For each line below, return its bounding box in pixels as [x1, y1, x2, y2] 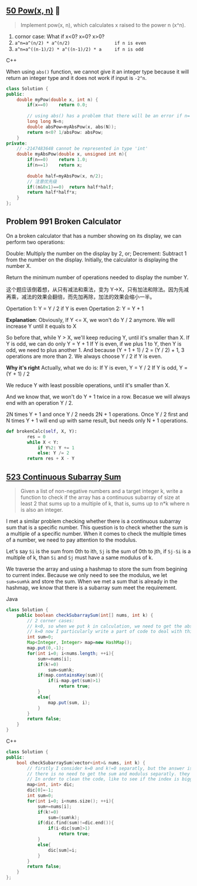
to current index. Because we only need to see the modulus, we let [6, 571, 168, 579]
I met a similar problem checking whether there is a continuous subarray [6, 518, 181, 525]
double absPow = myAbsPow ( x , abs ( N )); [27, 124, 117, 130]
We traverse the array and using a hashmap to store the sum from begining [6, 565, 188, 572]
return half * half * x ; [27, 189, 77, 196]
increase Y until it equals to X [6, 323, 77, 330]
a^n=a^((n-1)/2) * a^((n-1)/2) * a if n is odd [14, 46, 144, 52]
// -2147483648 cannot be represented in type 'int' [16, 146, 148, 152]
